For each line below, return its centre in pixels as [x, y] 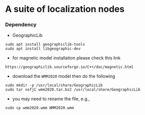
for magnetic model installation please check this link [66, 58]
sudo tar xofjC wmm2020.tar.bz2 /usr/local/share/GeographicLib [73, 90]
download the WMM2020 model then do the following [64, 76]
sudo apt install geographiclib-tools [45, 45]
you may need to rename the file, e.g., [51, 99]
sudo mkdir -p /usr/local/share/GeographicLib [54, 85]
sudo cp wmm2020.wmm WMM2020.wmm [40, 108]
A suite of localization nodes [65, 9]
